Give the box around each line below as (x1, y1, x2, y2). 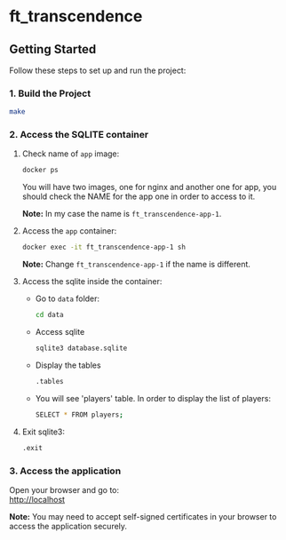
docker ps (21, 166, 60, 175)
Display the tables (35, 360, 101, 370)
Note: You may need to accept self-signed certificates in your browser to (9, 511, 277, 521)
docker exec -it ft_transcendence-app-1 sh (21, 242, 187, 252)
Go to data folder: (35, 293, 100, 304)
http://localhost (9, 494, 65, 504)
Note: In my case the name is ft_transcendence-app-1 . (21, 209, 222, 219)
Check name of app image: (21, 148, 120, 159)
